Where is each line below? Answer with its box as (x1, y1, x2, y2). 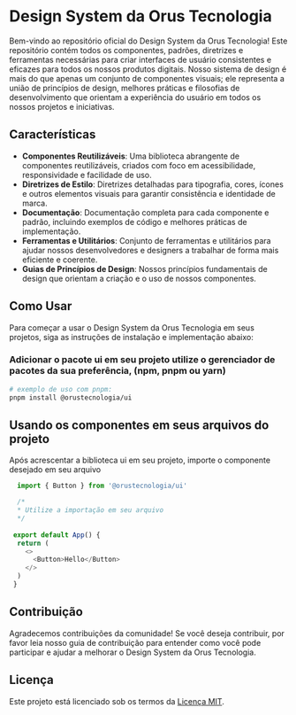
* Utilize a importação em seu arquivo (17, 506, 164, 515)
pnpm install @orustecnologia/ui (9, 392, 133, 402)
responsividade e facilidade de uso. (21, 169, 152, 180)
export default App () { (12, 530, 101, 540)
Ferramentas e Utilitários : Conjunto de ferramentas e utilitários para (21, 235, 271, 245)
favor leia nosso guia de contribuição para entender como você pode (9, 637, 262, 648)
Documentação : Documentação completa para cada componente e (21, 206, 269, 218)
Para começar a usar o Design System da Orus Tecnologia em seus (9, 322, 254, 333)
